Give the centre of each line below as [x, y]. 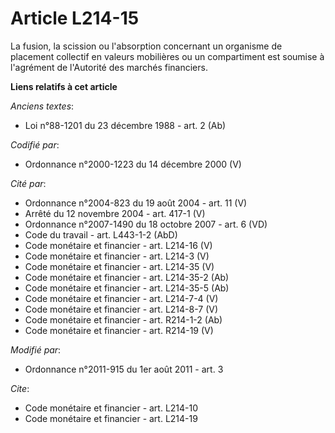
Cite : [20, 388]
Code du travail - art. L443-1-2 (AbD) [101, 234]
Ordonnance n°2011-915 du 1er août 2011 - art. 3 [124, 369]
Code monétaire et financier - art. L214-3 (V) [117, 256]
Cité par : [28, 183]
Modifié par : [36, 349]
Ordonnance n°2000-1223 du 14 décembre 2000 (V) [133, 164]
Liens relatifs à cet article [64, 86]
